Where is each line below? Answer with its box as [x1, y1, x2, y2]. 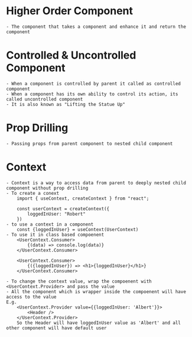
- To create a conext [6, 190, 60, 196]
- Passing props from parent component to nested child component [6, 140, 173, 146]
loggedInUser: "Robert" [27, 211, 86, 217]
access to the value [6, 294, 57, 300]
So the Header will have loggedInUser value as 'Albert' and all [17, 320, 181, 326]
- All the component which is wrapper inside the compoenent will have [6, 288, 186, 294]
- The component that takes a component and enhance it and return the [6, 24, 186, 30]
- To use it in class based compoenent [6, 232, 105, 237]
